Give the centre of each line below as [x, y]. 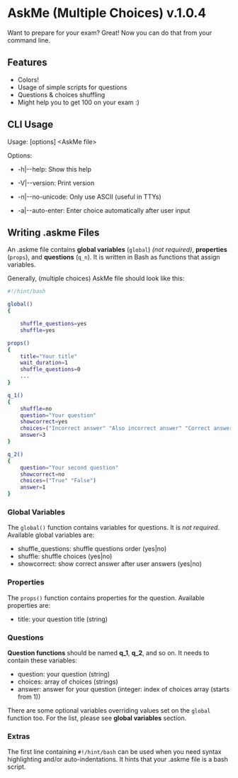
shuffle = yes [38, 330]
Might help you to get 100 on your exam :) [78, 102]
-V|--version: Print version [56, 183]
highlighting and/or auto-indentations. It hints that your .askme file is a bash [118, 760]
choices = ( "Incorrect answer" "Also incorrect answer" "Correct [115, 428]
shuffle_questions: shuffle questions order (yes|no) [92, 549]
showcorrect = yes [44, 422]
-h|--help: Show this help [55, 169]
